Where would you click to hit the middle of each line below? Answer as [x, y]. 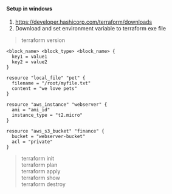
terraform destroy [43, 184]
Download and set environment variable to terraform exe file [90, 29]
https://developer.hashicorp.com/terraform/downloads [84, 22]
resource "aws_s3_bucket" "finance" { [55, 131]
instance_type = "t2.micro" [47, 116]
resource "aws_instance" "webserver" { [57, 105]
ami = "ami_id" [31, 110]
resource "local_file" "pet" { [46, 78]
